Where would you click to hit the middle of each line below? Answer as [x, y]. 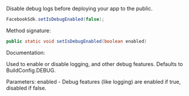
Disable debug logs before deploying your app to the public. [79, 9]
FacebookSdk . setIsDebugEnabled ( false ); [55, 19]
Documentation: [26, 52]
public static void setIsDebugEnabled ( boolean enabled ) [76, 41]
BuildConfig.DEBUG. [31, 70]
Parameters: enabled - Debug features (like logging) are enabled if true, [94, 81]
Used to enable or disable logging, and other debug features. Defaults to [94, 64]
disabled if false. [26, 88]
